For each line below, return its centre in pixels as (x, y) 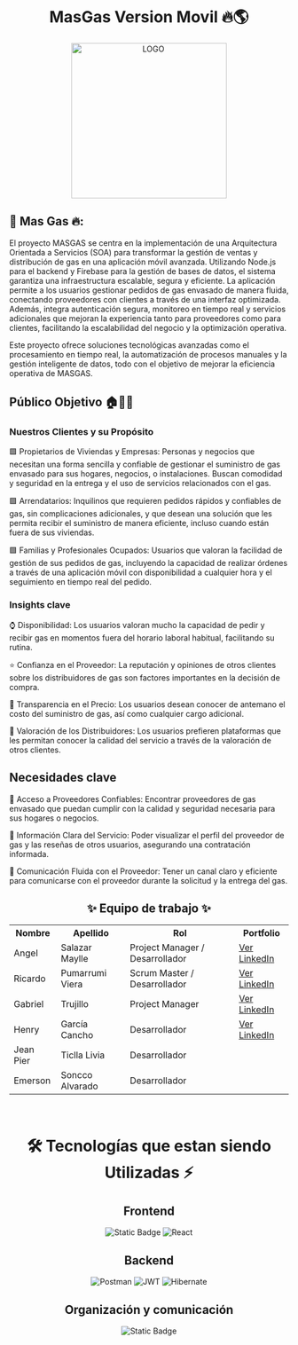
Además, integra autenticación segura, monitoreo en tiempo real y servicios (148, 309)
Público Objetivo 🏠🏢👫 (72, 402)
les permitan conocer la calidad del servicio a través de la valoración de (141, 740)
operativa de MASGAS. (51, 373)
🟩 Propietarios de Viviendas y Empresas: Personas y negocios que (132, 452)
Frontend (149, 1211)
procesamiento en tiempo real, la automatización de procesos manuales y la (148, 354)
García (74, 1024)
